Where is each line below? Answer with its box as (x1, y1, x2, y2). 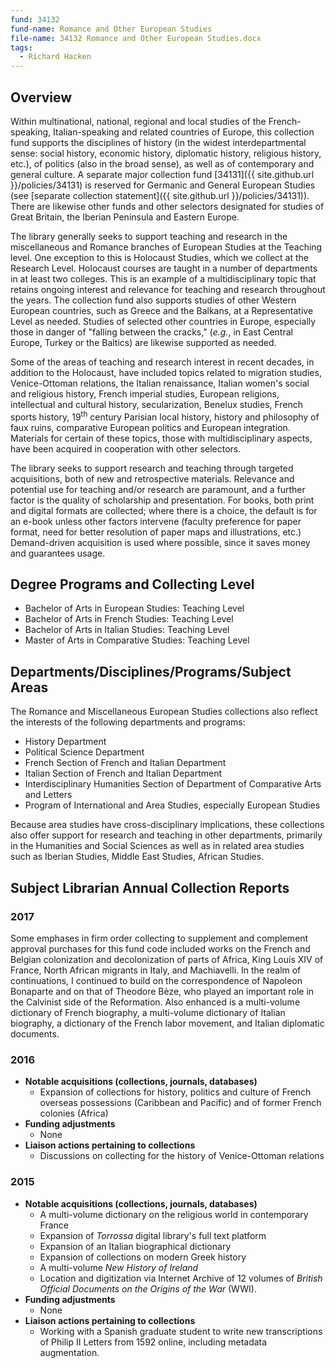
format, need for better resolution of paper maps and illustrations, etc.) (10, 526, 302, 538)
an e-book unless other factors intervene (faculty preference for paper (10, 515, 302, 527)
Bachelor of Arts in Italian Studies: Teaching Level (24, 624, 230, 636)
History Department (24, 736, 107, 748)
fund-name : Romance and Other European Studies (10, 24, 213, 34)
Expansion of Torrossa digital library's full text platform (39, 1229, 267, 1241)
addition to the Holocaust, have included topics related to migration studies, (10, 366, 322, 378)
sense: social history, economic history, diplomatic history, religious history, (10, 147, 322, 159)
